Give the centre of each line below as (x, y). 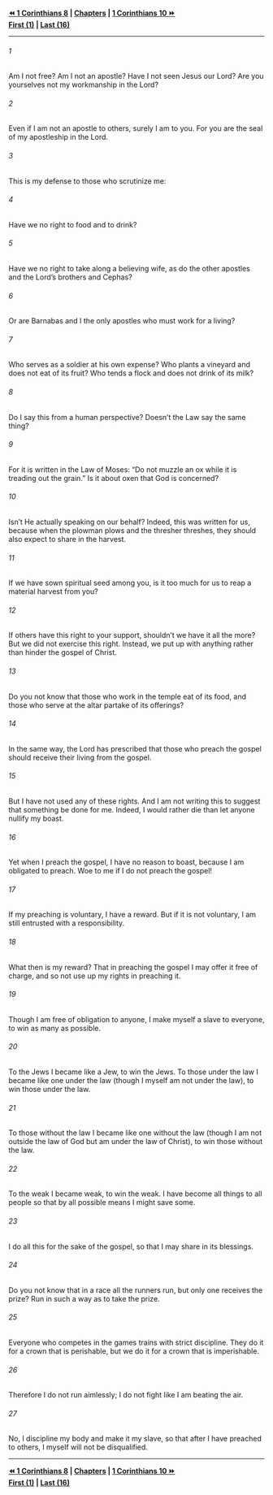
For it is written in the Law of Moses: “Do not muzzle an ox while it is (123, 469)
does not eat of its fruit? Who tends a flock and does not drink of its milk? (131, 373)
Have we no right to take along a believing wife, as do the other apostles (129, 269)
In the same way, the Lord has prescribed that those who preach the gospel (135, 748)
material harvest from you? (54, 591)
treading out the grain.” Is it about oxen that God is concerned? (114, 478)
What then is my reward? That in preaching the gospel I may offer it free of (133, 967)
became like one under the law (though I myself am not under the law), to (131, 1081)
